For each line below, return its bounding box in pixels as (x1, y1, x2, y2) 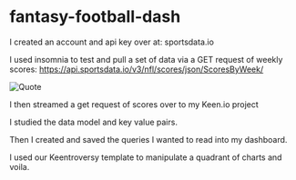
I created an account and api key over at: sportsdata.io (9, 36, 214, 47)
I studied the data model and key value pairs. (9, 116, 178, 127)
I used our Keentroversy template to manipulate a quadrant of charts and (9, 152, 282, 163)
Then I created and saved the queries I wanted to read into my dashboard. (9, 134, 288, 145)
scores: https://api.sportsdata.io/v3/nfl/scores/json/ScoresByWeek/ (9, 64, 264, 75)
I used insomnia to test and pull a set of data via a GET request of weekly (9, 54, 283, 65)
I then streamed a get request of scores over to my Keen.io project (9, 98, 260, 110)
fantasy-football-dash (9, 6, 181, 27)
